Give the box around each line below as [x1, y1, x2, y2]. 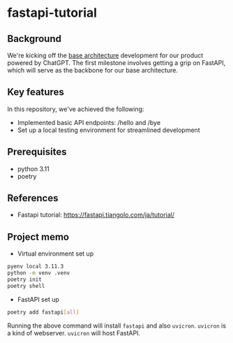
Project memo [7, 231, 70, 242]
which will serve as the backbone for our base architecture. [7, 66, 178, 74]
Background [7, 33, 61, 45]
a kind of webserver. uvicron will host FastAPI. [7, 328, 141, 337]
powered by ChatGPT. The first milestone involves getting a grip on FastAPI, [7, 59, 226, 67]
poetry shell [7, 282, 45, 289]
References [7, 192, 59, 204]
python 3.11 [17, 164, 50, 173]
